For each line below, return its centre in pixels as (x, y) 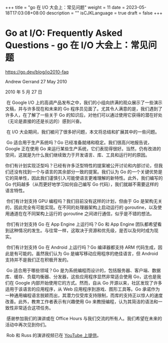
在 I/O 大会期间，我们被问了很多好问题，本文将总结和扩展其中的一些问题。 (83, 132)
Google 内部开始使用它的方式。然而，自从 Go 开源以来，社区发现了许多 (88, 283)
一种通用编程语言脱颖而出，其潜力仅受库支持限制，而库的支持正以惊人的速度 (84, 295)
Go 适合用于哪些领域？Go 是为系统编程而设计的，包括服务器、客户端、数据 (83, 270)
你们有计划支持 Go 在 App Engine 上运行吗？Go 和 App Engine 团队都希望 (82, 224)
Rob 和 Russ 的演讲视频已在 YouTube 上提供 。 (54, 335)
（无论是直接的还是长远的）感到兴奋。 (44, 121)
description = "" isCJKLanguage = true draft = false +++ (104, 13)
